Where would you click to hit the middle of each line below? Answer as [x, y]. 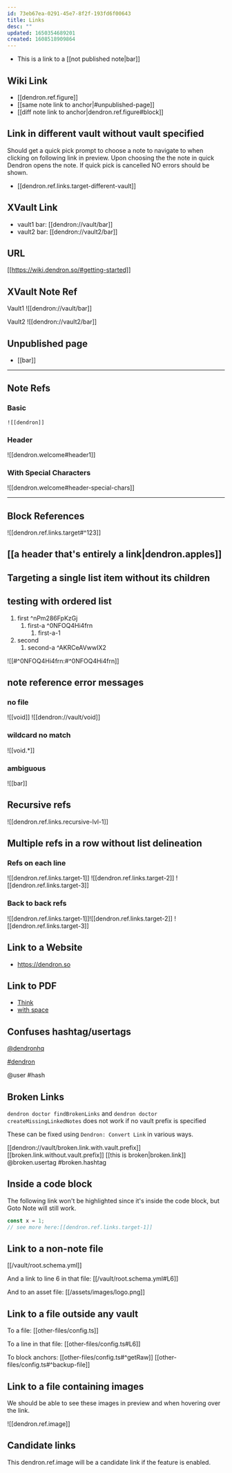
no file [18, 702]
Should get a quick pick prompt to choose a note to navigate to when [105, 150]
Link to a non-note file [55, 1249]
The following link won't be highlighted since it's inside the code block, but [113, 1201]
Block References [46, 516]
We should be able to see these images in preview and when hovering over [114, 1403]
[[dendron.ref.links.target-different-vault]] [77, 186]
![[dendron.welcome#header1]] [51, 454]
